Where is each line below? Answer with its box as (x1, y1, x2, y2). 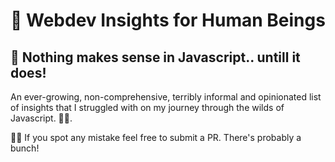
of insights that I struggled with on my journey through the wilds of (10, 102, 285, 113)
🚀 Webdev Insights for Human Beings (10, 9, 326, 32)
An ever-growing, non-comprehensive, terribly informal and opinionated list (10, 91, 322, 103)
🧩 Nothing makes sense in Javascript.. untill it (10, 49, 301, 66)
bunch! (10, 142, 40, 154)
